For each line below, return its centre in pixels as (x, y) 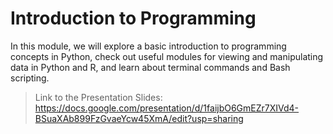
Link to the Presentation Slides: (98, 97)
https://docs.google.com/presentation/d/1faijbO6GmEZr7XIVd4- (167, 108)
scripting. (30, 78)
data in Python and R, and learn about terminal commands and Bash (150, 67)
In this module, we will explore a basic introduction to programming (148, 46)
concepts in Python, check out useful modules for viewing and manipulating (167, 56)
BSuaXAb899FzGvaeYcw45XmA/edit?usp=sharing (139, 118)
